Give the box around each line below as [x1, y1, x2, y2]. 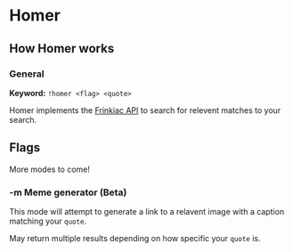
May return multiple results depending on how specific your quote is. [9, 232, 261, 243]
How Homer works [9, 41, 115, 56]
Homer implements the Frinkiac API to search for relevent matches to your [9, 104, 281, 116]
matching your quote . [9, 215, 87, 226]
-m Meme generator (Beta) [9, 186, 127, 199]
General [9, 68, 45, 80]
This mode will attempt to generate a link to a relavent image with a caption [9, 206, 285, 216]
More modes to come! [9, 164, 91, 175]
